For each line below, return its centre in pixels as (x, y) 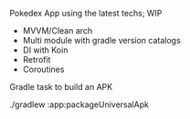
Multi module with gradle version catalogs (101, 40)
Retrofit (37, 59)
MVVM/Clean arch (58, 30)
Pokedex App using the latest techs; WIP (86, 13)
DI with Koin (45, 50)
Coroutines (43, 69)
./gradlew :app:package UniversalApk (79, 104)
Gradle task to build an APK (61, 87)
